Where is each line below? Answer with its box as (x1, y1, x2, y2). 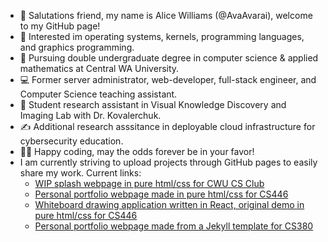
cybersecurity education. (19, 135, 124, 147)
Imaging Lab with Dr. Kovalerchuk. (19, 110, 162, 121)
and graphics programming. (19, 41, 135, 53)
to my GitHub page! (19, 20, 101, 32)
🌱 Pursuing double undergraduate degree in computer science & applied (19, 52, 319, 64)
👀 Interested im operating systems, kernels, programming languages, (19, 31, 305, 42)
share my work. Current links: (19, 167, 142, 179)
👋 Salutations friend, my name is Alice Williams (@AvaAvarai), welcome (19, 10, 313, 21)
